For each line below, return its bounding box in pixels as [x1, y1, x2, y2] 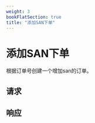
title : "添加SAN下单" [6, 19, 56, 25]
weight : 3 [6, 8, 30, 15]
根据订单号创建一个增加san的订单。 [6, 67, 92, 74]
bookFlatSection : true [6, 14, 62, 20]
